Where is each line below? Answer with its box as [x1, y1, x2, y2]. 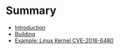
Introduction [14, 24, 46, 31]
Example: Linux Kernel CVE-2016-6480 [14, 37, 114, 44]
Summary [6, 4, 56, 18]
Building [14, 30, 36, 37]
